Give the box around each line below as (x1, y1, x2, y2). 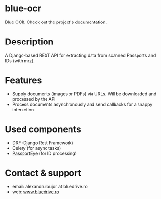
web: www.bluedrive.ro (12, 189, 60, 195)
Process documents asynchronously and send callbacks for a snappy (12, 101, 153, 107)
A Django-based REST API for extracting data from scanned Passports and (5, 52, 156, 58)
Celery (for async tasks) (12, 145, 61, 151)
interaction (12, 106, 34, 112)
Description (5, 36, 54, 47)
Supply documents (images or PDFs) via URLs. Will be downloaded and (12, 91, 157, 97)
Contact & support (5, 167, 82, 178)
